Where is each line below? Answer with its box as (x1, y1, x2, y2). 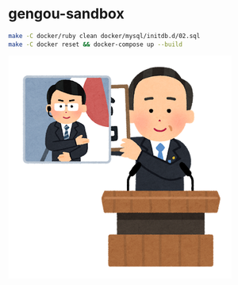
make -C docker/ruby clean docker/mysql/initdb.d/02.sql (8, 32, 201, 40)
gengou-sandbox (8, 5, 125, 23)
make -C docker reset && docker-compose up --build (8, 40, 182, 48)
